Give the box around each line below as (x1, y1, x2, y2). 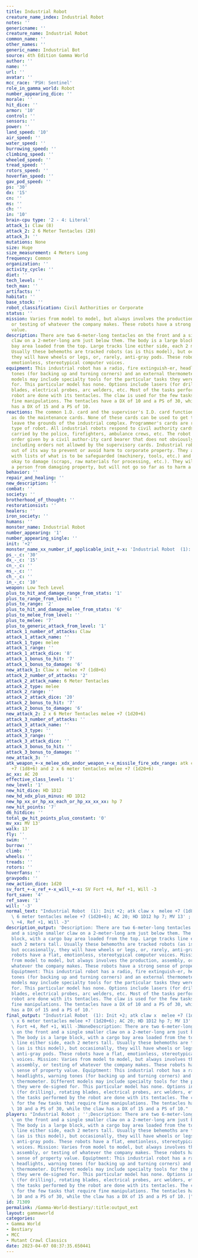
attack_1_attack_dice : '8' (6, 650, 72, 657)
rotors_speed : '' (6, 168, 49, 174)
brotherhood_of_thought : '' (6, 497, 75, 503)
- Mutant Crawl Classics (6, 1237, 67, 1243)
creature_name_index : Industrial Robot (6, 14, 104, 20)
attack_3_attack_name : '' (6, 722, 70, 728)
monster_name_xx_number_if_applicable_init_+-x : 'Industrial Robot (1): (6, 546, 192, 552)
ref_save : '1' (6, 897, 41, 903)
